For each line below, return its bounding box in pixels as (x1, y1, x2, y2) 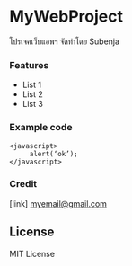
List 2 (22, 89, 43, 100)
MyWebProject (9, 6, 124, 27)
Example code (9, 121, 73, 134)
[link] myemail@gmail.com (9, 198, 108, 208)
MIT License (9, 248, 56, 259)
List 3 (22, 99, 43, 110)
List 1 (22, 79, 42, 91)
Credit (9, 178, 38, 191)
